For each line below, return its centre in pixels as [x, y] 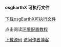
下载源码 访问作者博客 [27, 40]
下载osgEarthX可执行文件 [30, 19]
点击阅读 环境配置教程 [26, 30]
